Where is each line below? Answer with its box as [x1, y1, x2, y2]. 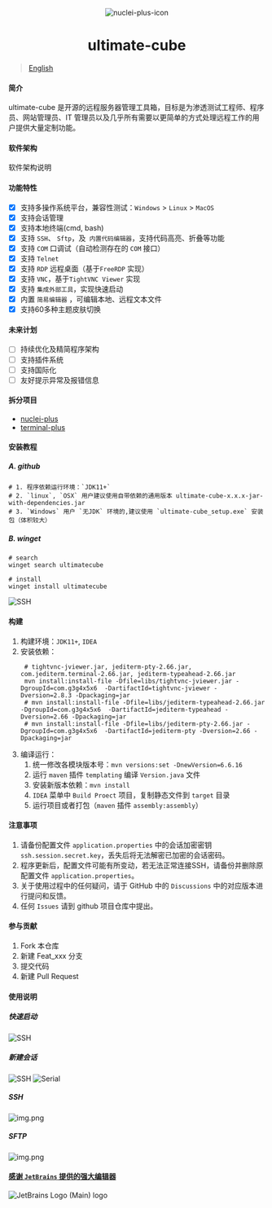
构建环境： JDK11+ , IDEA [20, 636, 98, 646]
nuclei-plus [20, 414, 59, 424]
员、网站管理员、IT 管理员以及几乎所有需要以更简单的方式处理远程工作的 [8, 112, 252, 122]
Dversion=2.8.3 [20, 691, 72, 700]
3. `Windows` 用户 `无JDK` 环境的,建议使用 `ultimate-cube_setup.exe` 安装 [15, 507, 264, 516]
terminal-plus [20, 422, 66, 432]
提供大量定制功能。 [15, 123, 80, 133]
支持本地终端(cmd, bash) [20, 222, 104, 232]
